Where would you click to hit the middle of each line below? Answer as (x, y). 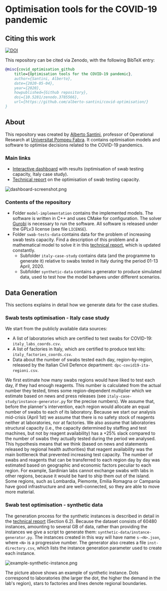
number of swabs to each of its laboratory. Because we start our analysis (80, 412)
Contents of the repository (38, 202)
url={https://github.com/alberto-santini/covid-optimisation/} (81, 102)
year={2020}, (28, 88)
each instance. (20, 553)
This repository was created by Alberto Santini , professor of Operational (79, 134)
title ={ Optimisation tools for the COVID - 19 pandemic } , (74, 74)
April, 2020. (32, 266)
